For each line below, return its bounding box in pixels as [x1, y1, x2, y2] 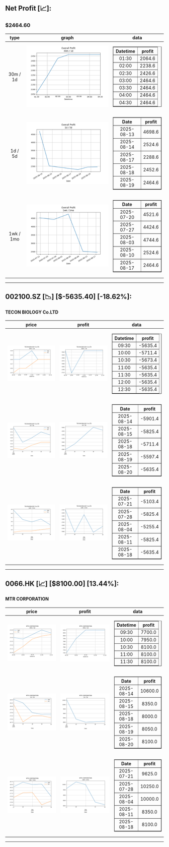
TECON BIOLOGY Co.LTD [5, 309, 59, 315]
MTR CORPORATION [5, 596, 49, 602]
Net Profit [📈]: [5, 4, 52, 13]
